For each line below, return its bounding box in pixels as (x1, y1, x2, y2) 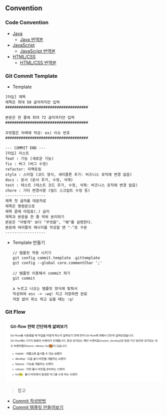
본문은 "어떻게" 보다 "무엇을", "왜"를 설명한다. (5, 220, 93, 225)
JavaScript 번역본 (19, 48, 56, 54)
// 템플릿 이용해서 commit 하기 (12, 271, 71, 276)
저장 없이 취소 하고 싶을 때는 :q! (12, 297, 74, 302)
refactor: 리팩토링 (5, 166, 41, 172)
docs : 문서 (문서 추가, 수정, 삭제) (5, 177, 73, 182)
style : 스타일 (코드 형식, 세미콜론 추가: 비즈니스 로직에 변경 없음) (5, 172, 132, 177)
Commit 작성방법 (12, 398, 46, 404)
